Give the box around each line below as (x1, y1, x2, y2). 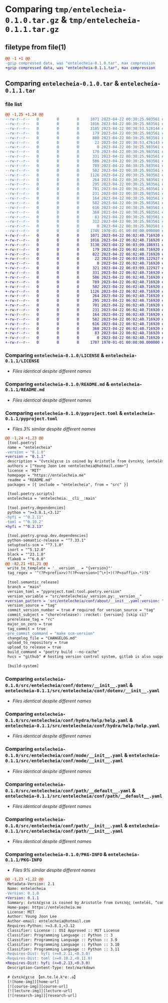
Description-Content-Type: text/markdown (7, 965, 95, 970)
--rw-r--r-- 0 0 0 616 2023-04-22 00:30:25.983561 (5, 205, 160, 210)
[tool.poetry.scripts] (7, 491, 55, 496)
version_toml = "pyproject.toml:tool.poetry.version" (7, 589, 122, 594)
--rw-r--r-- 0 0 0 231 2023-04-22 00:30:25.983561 (5, 191, 160, 196)
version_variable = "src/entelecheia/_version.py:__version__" (7, 594, 142, 599)
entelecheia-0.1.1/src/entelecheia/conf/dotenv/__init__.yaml (5, 688, 160, 693)
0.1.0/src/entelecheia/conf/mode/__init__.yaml (5, 753, 123, 758)
